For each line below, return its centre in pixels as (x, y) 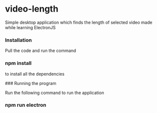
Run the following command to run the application (55, 93)
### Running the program (31, 83)
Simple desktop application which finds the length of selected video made (79, 22)
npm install (18, 63)
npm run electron (26, 105)
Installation (19, 40)
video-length (32, 9)
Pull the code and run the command (41, 51)
